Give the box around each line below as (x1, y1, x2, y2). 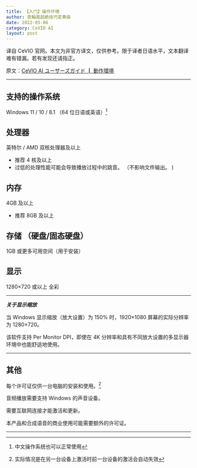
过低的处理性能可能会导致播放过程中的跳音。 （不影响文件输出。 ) (14, 164, 174, 171)
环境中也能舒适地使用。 (6, 340, 63, 347)
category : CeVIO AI (6, 25, 54, 31)
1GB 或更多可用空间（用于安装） (6, 248, 84, 255)
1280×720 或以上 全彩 (6, 283, 60, 290)
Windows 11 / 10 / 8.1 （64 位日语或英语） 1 (6, 107, 107, 115)
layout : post (6, 31, 38, 36)
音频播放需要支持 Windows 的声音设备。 (6, 395, 104, 402)
